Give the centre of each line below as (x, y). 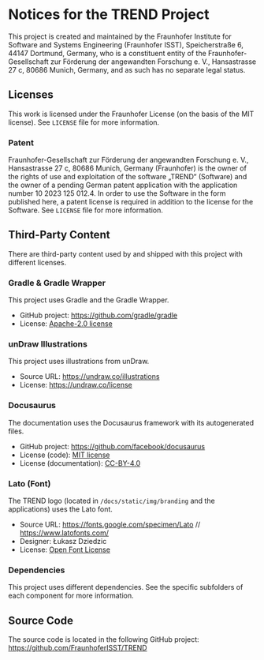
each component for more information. (71, 596)
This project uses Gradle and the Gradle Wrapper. (89, 300)
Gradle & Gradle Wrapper (57, 283)
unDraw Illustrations (48, 344)
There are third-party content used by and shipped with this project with (125, 253)
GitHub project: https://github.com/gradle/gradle (99, 315)
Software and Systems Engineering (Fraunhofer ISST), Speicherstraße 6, (126, 44)
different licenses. (37, 262)
